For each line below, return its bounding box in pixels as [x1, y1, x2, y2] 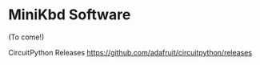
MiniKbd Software [8, 6, 131, 24]
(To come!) [8, 32, 45, 42]
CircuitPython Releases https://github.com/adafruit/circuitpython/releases [8, 47, 253, 57]
